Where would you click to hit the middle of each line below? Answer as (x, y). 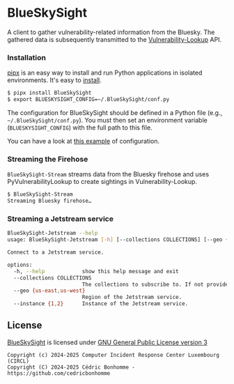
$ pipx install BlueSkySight (49, 93)
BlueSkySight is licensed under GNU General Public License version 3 (107, 342)
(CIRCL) (18, 361)
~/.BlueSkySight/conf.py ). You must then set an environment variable (107, 120)
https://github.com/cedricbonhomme (59, 373)
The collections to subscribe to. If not (143, 284)
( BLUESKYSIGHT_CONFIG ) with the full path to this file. (80, 128)
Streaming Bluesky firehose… (49, 201)
